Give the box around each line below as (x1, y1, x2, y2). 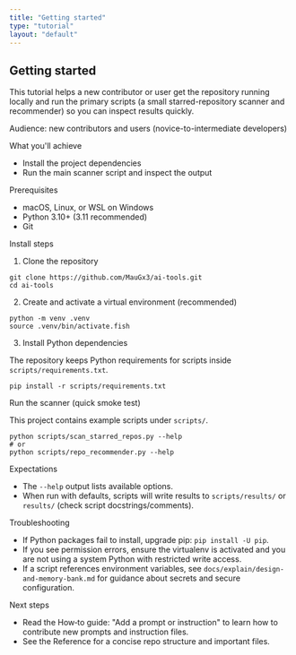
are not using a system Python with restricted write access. (22, 554, 242, 565)
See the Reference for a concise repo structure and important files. (22, 636, 271, 647)
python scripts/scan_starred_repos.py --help (9, 432, 182, 442)
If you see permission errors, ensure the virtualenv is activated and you (22, 544, 286, 556)
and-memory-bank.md (22, 574, 96, 583)
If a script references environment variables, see (22, 564, 202, 574)
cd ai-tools (9, 281, 54, 290)
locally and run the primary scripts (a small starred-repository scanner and (9, 96, 285, 108)
